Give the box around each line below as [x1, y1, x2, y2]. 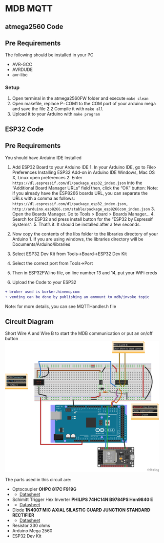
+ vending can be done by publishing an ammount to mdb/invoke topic [5, 294, 150, 299]
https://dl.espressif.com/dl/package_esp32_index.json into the [12, 180, 143, 186]
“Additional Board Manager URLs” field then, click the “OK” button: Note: [12, 185, 158, 191]
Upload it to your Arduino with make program [12, 111, 100, 117]
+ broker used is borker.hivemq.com [5, 289, 80, 294]
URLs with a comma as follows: [12, 195, 75, 201]
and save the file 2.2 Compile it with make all [12, 106, 103, 112]
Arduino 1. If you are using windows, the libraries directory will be [12, 236, 143, 242]
